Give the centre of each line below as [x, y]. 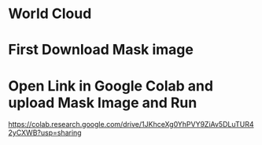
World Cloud [50, 14]
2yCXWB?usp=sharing [45, 133]
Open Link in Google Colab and [111, 86]
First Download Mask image [101, 50]
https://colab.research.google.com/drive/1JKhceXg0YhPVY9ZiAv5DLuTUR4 [131, 125]
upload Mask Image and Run [103, 102]
